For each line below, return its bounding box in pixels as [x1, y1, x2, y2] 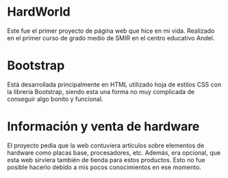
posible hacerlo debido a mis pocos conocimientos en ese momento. [7, 163, 202, 171]
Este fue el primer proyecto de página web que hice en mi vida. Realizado [7, 27, 215, 35]
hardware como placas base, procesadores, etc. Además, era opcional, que [7, 148, 221, 157]
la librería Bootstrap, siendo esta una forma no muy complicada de [7, 87, 195, 95]
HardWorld [7, 4, 71, 20]
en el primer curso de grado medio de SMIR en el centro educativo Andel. [7, 33, 215, 42]
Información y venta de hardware [7, 119, 200, 134]
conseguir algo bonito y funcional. [7, 95, 104, 103]
